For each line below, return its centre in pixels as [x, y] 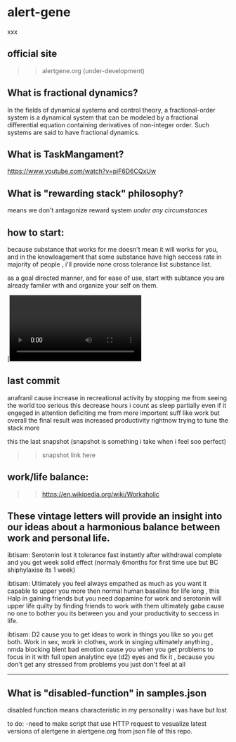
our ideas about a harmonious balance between [114, 527]
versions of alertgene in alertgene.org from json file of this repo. [100, 731]
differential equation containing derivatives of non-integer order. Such [109, 124]
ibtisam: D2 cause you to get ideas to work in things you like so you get [110, 634]
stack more [24, 428]
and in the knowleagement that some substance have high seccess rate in [115, 257]
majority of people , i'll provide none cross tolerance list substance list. [110, 264]
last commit [34, 381]
